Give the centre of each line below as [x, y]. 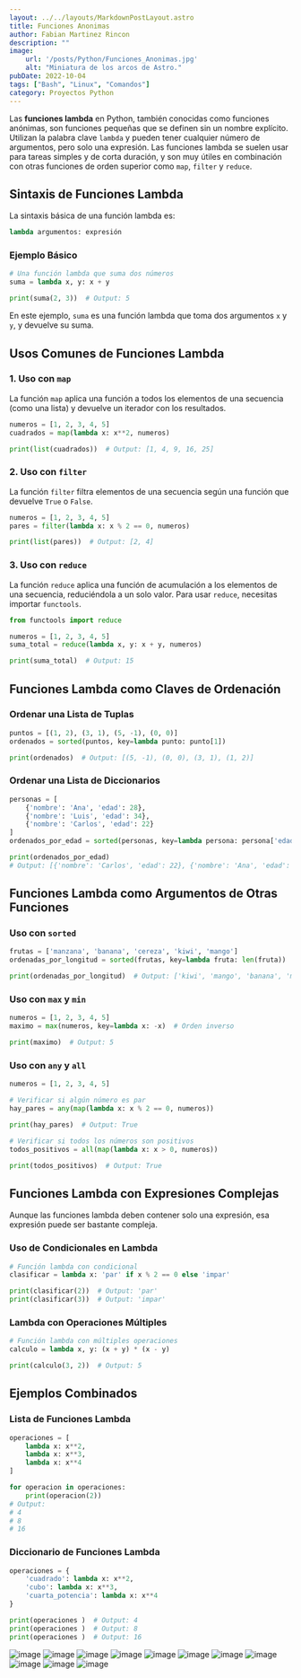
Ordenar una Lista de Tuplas [72, 715]
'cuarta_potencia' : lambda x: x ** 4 [92, 1596]
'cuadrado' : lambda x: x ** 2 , [80, 1579]
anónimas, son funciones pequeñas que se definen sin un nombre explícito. [149, 127]
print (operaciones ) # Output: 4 [74, 1620]
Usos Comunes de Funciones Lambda [117, 353]
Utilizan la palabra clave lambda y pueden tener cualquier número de [135, 137]
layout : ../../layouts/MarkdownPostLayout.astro [102, 18]
